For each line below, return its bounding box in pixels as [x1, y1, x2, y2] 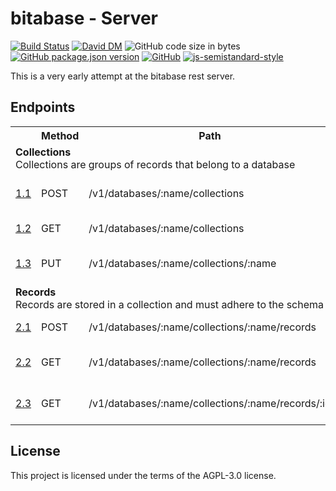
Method [41, 128, 80, 142]
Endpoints [10, 99, 76, 116]
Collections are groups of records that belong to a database [15, 157, 296, 171]
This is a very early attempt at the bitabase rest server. [10, 70, 236, 82]
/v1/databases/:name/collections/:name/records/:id [88, 396, 332, 410]
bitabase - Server [10, 7, 159, 30]
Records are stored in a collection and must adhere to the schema [15, 297, 324, 311]
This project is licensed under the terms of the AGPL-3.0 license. [10, 469, 277, 481]
